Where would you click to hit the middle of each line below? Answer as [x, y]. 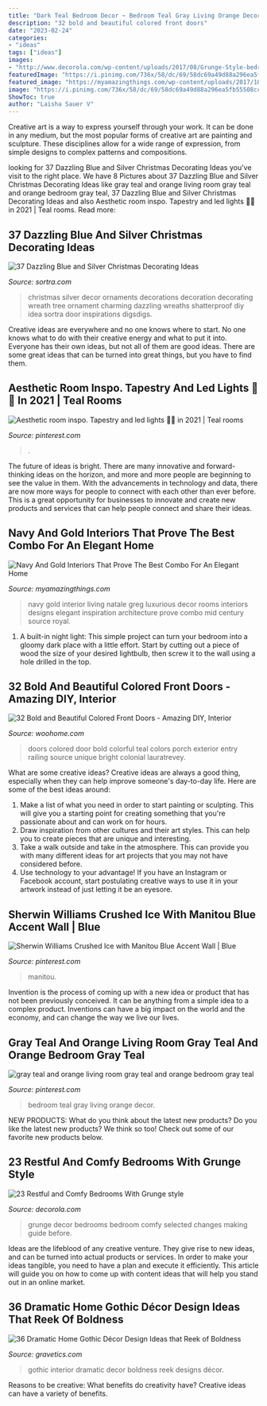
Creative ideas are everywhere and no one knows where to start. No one [127, 329]
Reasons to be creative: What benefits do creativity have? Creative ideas [127, 1385]
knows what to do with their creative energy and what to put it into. [118, 338]
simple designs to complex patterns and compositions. [98, 153]
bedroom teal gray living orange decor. [91, 1105]
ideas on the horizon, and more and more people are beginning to [144, 474]
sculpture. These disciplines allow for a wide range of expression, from [124, 144]
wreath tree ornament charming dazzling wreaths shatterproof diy [136, 305]
